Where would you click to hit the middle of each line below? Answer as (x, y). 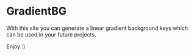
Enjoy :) (16, 46)
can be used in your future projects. (51, 34)
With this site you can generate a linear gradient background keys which (97, 28)
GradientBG (37, 11)
